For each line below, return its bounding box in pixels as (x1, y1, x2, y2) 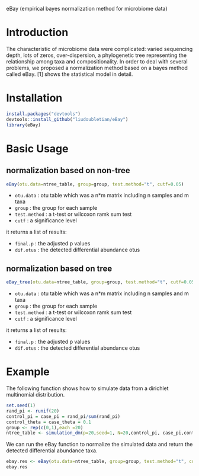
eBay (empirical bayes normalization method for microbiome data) (6, 5, 168, 12)
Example (6, 365, 50, 379)
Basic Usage (6, 142, 69, 155)
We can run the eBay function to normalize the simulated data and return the (6, 441, 193, 448)
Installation (6, 91, 63, 105)
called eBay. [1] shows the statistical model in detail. (6, 71, 133, 78)
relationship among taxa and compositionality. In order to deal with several (6, 57, 188, 65)
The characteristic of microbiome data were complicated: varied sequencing (6, 45, 193, 52)
